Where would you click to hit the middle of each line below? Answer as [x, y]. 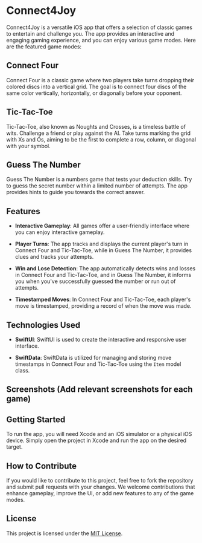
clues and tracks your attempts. [54, 257]
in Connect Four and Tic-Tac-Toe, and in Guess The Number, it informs [103, 275]
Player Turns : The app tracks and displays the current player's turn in [102, 244]
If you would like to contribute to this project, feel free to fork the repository [100, 481]
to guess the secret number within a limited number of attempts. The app [97, 186]
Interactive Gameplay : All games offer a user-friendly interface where [102, 226]
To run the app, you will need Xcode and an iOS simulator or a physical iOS [99, 434]
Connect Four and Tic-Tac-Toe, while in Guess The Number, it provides [103, 250]
